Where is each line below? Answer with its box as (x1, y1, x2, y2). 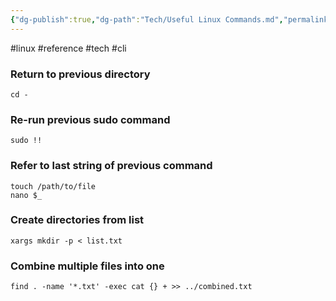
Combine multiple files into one (10, 259, 165, 273)
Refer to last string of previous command (10, 159, 213, 173)
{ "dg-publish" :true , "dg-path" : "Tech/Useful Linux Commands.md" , (10, 14, 284, 25)
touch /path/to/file (10, 181, 97, 191)
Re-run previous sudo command (10, 112, 171, 126)
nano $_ (10, 190, 43, 200)
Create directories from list (10, 213, 145, 227)
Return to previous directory (10, 67, 151, 81)
